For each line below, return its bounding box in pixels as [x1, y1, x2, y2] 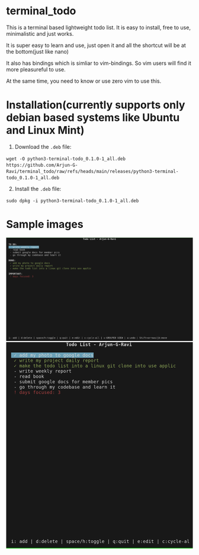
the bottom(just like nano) [6, 48, 69, 55]
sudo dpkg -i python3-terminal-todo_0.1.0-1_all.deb [6, 197, 139, 203]
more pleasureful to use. [6, 65, 66, 73]
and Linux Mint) [6, 124, 85, 137]
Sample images [6, 218, 84, 231]
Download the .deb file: [14, 143, 72, 150]
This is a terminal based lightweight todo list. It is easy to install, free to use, [6, 24, 191, 31]
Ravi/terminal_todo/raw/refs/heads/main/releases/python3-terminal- [6, 168, 179, 174]
